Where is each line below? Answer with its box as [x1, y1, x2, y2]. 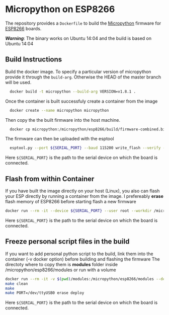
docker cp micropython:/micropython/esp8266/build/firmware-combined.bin [10, 127, 167, 132]
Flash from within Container [5, 175, 95, 183]
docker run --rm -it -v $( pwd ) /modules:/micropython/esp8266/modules [5, 276, 154, 281]
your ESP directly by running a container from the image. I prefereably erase [5, 193, 163, 199]
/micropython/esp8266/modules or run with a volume [5, 267, 117, 273]
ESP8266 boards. [5, 25, 42, 31]
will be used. [5, 79, 32, 85]
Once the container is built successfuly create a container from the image [5, 98, 158, 104]
